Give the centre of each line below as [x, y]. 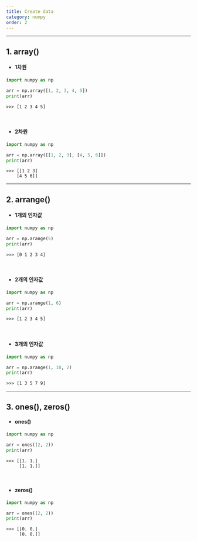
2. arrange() [28, 200]
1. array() [23, 51]
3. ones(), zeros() [38, 407]
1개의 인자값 [28, 215]
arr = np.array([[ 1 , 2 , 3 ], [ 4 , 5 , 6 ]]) [56, 155]
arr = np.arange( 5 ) [30, 238]
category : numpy [26, 17]
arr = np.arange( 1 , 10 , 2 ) [39, 367]
